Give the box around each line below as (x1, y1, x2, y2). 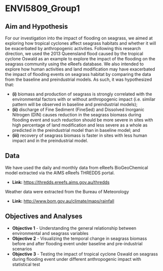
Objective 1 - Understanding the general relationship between (12, 225, 137, 231)
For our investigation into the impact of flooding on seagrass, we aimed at (5, 35, 153, 41)
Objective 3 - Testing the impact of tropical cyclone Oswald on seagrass (12, 251, 158, 257)
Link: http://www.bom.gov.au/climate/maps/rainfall (12, 198, 114, 204)
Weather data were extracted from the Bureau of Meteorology (5, 188, 129, 195)
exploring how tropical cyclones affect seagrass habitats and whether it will (5, 40, 157, 46)
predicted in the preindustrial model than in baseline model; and (12, 127, 140, 133)
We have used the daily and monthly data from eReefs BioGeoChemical (5, 164, 148, 170)
